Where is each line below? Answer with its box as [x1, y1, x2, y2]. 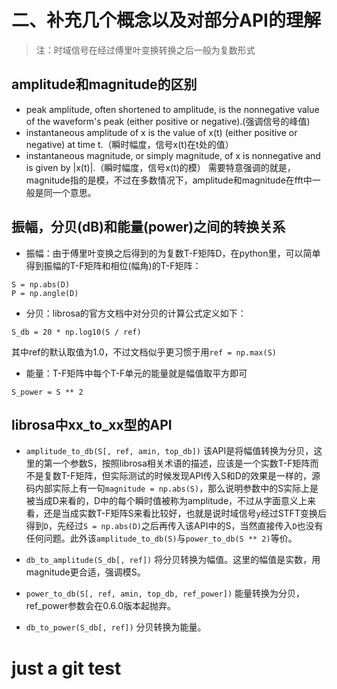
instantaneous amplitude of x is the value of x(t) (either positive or [25, 126, 298, 138]
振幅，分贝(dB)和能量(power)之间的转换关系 [11, 219, 286, 236]
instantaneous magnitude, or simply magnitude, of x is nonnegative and [25, 149, 321, 161]
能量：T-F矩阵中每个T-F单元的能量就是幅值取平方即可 [25, 367, 248, 379]
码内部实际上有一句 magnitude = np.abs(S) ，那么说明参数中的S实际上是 [25, 482, 319, 495]
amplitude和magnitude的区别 [11, 76, 198, 93]
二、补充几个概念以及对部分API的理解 [11, 9, 321, 32]
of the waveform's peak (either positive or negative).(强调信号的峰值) [25, 115, 311, 127]
